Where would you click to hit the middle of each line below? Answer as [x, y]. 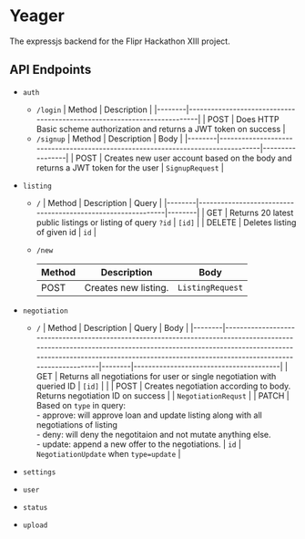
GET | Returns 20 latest [250, 212]
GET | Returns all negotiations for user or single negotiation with [156, 376]
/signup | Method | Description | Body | [110, 139]
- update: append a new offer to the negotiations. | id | [138, 444]
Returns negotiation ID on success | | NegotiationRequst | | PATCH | [163, 395]
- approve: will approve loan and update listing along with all [149, 415]
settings [39, 472]
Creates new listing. [127, 287]
